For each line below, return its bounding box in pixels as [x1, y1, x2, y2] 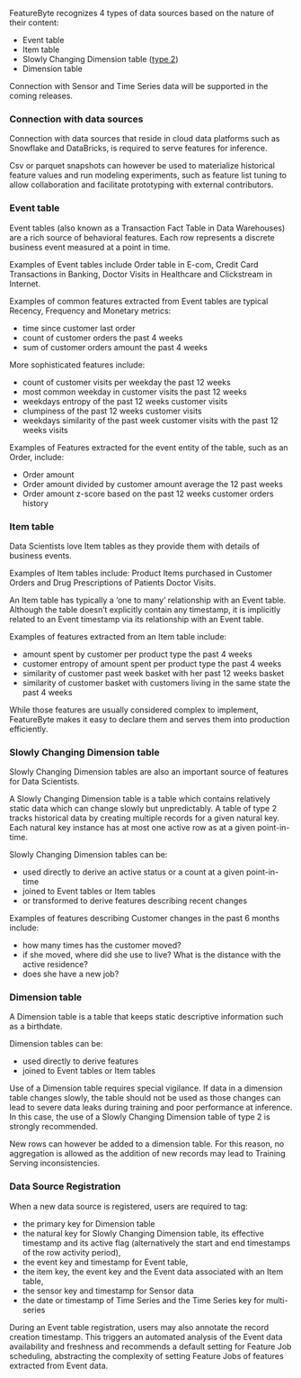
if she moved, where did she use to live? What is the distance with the [22, 949, 281, 960]
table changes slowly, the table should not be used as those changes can [9, 1092, 281, 1103]
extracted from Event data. [9, 1360, 109, 1371]
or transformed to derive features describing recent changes [22, 895, 248, 906]
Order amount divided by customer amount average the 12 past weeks [22, 478, 283, 489]
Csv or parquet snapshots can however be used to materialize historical [9, 160, 276, 171]
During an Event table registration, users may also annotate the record [9, 1321, 270, 1332]
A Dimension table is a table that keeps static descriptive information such [9, 1011, 284, 1022]
